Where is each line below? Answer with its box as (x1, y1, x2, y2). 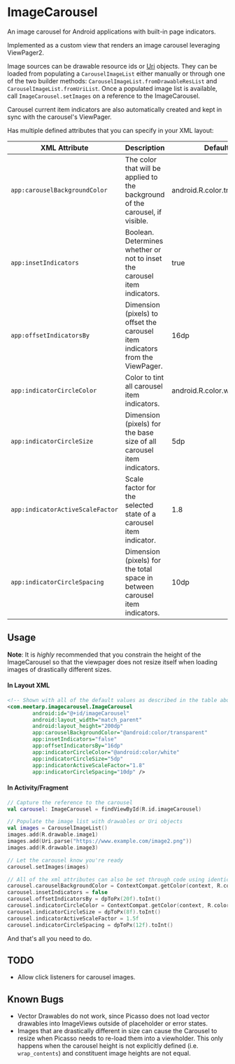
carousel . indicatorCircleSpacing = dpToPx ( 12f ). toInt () (7, 921, 173, 928)
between (124, 582, 155, 591)
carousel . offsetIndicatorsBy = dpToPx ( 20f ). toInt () (7, 895, 161, 903)
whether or (124, 244, 162, 254)
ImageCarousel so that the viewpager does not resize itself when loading (7, 657, 218, 666)
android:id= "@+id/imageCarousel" (32, 710, 130, 717)
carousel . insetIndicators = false (7, 889, 108, 896)
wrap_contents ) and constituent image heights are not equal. (17, 1049, 191, 1058)
